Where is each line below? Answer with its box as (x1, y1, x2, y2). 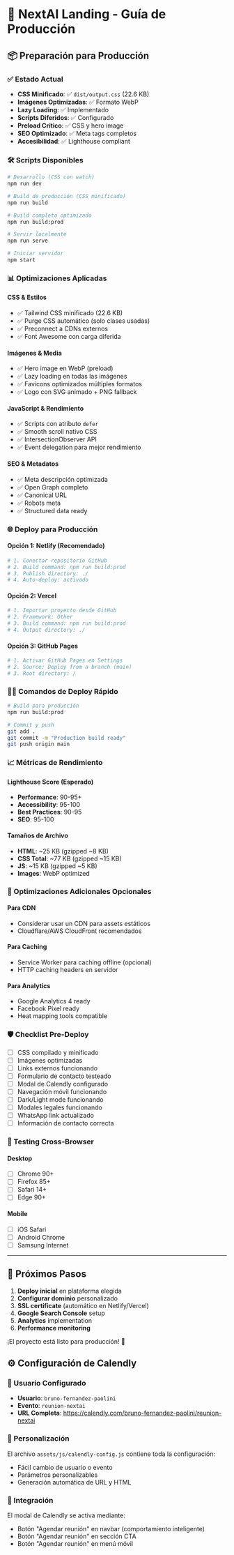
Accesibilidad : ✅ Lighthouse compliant (17, 137, 131, 145)
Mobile (7, 1210, 28, 1218)
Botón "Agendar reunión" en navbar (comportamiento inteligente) (17, 1525, 205, 1533)
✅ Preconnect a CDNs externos (17, 324, 109, 333)
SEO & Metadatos (7, 460, 59, 468)
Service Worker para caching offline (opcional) (17, 958, 152, 966)
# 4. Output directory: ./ (7, 627, 86, 634)
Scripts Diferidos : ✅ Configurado (17, 113, 114, 121)
